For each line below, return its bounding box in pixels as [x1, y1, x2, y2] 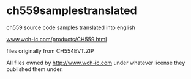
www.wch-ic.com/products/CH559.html [6, 35, 107, 43]
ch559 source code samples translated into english [6, 24, 136, 31]
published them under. [6, 65, 63, 73]
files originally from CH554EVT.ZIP [6, 47, 94, 55]
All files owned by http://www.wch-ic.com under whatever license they [6, 59, 185, 66]
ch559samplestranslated [6, 4, 137, 18]
